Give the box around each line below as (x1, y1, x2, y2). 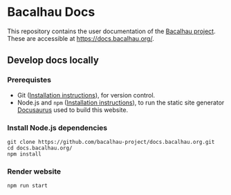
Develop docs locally (7, 55, 99, 66)
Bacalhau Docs (7, 4, 95, 20)
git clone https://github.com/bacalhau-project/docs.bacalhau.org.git (7, 138, 215, 145)
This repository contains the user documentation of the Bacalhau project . (7, 27, 216, 35)
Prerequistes (7, 75, 52, 85)
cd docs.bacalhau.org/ (7, 145, 73, 151)
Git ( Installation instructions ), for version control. (17, 91, 156, 99)
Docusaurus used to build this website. (17, 105, 129, 114)
